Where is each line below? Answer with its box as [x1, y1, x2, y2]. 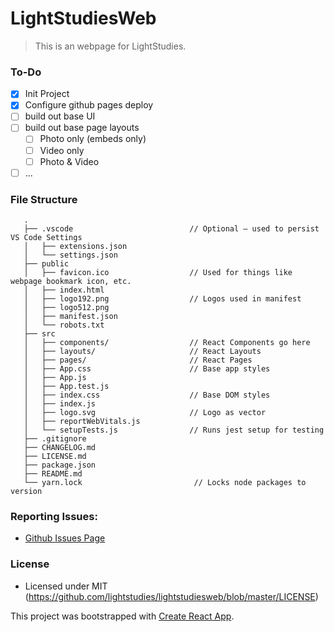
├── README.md [23, 469, 83, 479]
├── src [23, 329, 56, 339]
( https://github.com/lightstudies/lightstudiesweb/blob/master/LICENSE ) [24, 590, 319, 602]
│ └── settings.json [23, 250, 118, 261]
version [10, 487, 43, 497]
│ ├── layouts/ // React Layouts [23, 347, 262, 357]
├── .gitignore [23, 434, 87, 444]
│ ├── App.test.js [23, 382, 110, 392]
